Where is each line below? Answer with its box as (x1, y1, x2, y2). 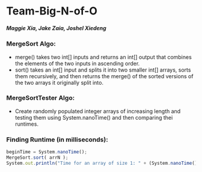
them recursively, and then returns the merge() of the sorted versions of (14, 72, 194, 79)
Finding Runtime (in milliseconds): (6, 135, 108, 144)
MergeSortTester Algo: (6, 94, 75, 102)
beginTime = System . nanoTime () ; (6, 149, 87, 155)
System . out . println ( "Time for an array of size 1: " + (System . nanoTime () (6, 160, 198, 166)
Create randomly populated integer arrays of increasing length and (14, 107, 181, 115)
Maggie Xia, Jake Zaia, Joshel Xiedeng (6, 24, 106, 31)
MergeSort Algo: (6, 40, 56, 48)
